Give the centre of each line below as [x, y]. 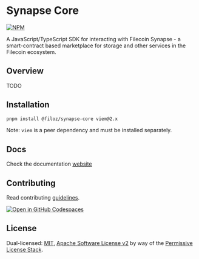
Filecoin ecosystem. [31, 52]
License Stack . [25, 249]
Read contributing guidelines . [43, 198]
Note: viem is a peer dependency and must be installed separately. [89, 130]
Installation [28, 105]
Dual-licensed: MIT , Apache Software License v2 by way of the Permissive [99, 243]
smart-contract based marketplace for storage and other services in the [96, 45]
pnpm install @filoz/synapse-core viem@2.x [62, 119]
